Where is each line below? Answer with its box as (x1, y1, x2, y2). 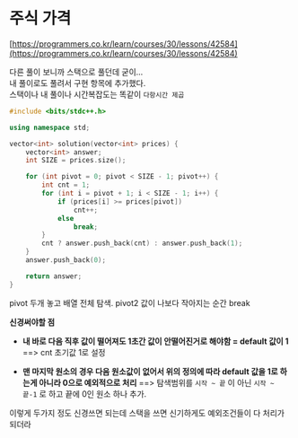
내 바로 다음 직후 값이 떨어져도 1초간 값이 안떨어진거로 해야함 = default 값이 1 (22, 336, 289, 346)
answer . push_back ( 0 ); (25, 256, 106, 265)
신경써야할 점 (9, 316, 56, 328)
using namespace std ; (9, 123, 91, 132)
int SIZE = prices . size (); (25, 156, 127, 165)
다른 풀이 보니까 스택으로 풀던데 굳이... (9, 66, 144, 77)
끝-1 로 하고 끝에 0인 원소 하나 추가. (22, 388, 147, 399)
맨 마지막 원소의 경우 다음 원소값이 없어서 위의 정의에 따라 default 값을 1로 (22, 365, 278, 377)
